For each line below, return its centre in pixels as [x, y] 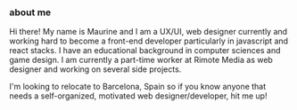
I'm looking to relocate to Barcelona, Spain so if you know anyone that [138, 87]
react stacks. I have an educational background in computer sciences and [145, 51]
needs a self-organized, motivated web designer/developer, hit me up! [138, 96]
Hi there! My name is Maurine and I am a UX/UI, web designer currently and [148, 32]
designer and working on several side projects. [95, 69]
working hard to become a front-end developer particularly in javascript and [148, 41]
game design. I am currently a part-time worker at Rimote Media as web [141, 60]
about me [30, 12]
